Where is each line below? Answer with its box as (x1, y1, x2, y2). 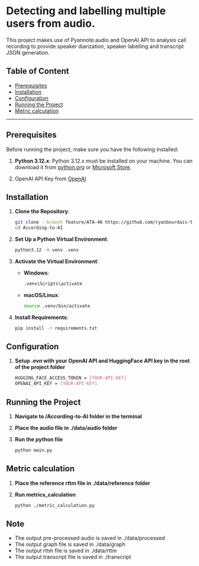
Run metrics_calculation (14, 491, 76, 498)
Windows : (23, 269, 49, 276)
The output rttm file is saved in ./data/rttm (14, 547, 117, 554)
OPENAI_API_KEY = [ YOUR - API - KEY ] (14, 381, 98, 387)
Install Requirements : (14, 313, 69, 321)
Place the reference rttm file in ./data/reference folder (14, 479, 150, 486)
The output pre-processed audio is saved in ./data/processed (14, 535, 165, 542)
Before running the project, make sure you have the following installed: (6, 145, 179, 152)
